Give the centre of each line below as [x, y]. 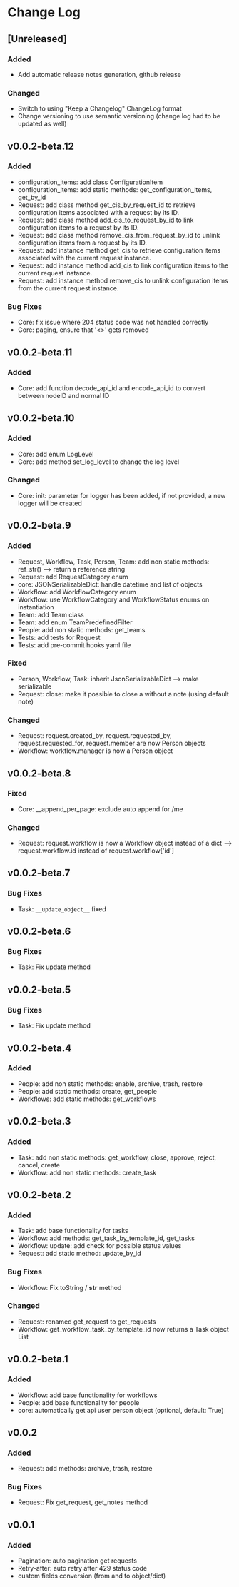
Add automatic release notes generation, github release [100, 74]
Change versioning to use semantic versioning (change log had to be [119, 116]
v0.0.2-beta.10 [41, 418]
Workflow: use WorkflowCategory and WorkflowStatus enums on [113, 599]
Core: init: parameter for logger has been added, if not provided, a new [122, 495]
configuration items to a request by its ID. [78, 227]
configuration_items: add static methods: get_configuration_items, [115, 189]
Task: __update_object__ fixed [62, 909]
